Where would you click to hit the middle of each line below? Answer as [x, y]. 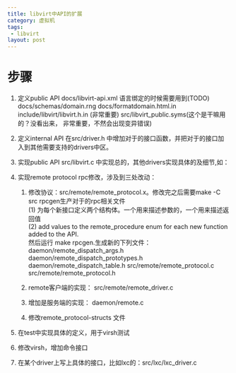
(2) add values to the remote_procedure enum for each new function [128, 227]
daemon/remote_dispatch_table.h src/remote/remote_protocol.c [121, 266]
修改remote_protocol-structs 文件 [77, 318]
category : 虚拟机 [31, 20]
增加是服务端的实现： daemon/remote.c [86, 303]
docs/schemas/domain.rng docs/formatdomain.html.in [97, 106]
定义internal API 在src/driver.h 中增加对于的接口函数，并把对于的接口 [118, 138]
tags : [15, 27]
